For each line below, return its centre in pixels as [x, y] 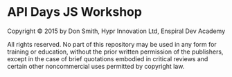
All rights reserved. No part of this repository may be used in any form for [112, 44]
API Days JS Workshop [74, 12]
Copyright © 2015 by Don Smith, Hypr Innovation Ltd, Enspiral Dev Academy [116, 31]
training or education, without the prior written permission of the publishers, [115, 52]
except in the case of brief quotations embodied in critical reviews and [108, 58]
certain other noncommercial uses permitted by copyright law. [96, 66]
